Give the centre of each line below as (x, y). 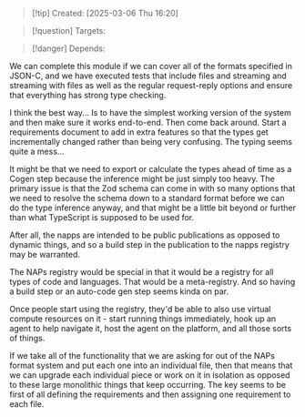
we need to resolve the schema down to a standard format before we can (147, 198)
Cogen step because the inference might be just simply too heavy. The (142, 178)
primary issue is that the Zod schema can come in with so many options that (152, 188)
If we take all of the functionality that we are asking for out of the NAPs (142, 356)
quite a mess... (37, 151)
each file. (27, 404)
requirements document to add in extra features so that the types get (139, 132)
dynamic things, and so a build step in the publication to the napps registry (149, 244)
